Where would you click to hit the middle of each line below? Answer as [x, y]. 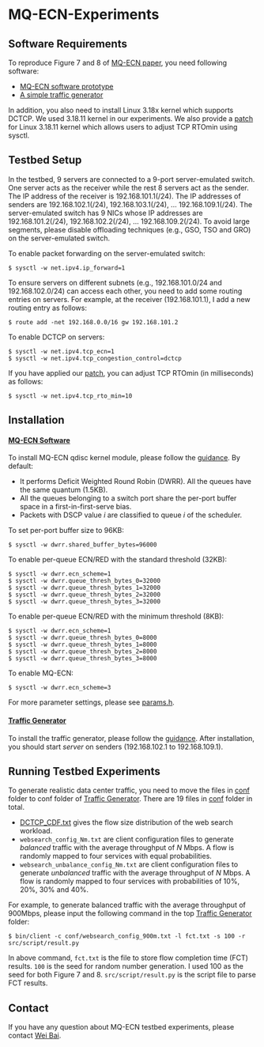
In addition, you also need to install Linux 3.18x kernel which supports [121, 110]
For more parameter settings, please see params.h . [92, 702]
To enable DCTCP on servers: [57, 337]
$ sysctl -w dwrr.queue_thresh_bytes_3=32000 [84, 602]
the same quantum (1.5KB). [64, 490]
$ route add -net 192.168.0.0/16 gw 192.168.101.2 [93, 322]
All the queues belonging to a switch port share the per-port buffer [128, 498]
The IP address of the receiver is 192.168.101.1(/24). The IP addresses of [124, 196]
